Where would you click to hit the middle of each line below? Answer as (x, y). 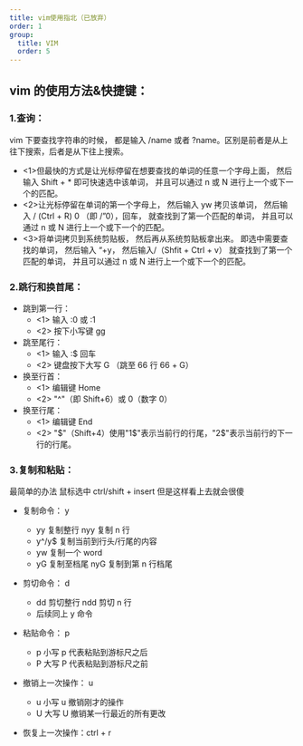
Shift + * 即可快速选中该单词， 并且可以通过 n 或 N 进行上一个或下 (163, 181)
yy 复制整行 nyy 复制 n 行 (83, 530)
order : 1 (26, 26)
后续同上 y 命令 (64, 614)
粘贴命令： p (46, 633)
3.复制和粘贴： (42, 470)
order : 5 (34, 52)
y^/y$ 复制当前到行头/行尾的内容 (96, 541)
